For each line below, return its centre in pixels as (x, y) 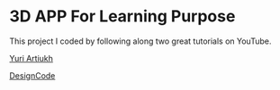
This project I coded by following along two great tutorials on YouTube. (140, 41)
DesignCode (32, 75)
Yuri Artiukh (32, 58)
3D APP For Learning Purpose (122, 16)
